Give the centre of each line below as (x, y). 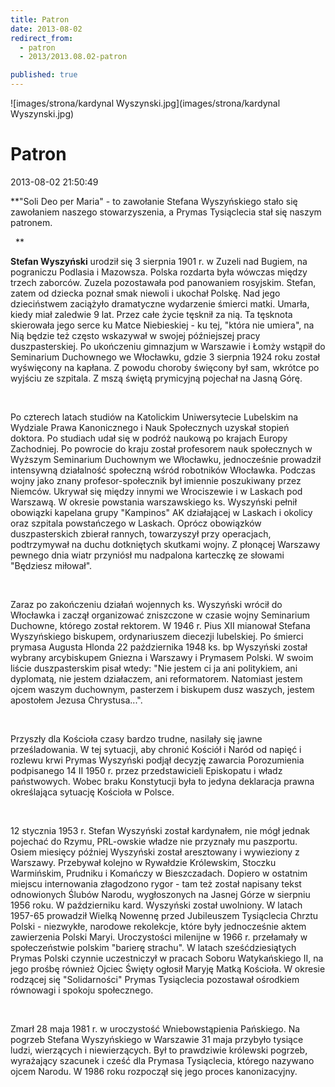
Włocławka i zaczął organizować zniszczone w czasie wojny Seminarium (160, 615)
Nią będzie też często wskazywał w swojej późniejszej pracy (135, 335)
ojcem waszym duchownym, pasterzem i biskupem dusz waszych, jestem (162, 689)
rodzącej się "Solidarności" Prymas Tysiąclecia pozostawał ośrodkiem (155, 979)
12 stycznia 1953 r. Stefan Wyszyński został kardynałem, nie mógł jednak (160, 830)
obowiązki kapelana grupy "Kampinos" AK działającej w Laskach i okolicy (161, 512)
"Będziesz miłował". (51, 565)
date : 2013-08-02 (46, 29)
